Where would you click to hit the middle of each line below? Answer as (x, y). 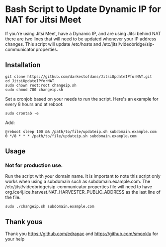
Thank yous (24, 222)
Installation (23, 65)
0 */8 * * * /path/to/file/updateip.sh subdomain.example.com (71, 136)
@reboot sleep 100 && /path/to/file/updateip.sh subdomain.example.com (81, 131)
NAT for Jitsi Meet (43, 20)
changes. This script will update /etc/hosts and (53, 44)
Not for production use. (34, 165)
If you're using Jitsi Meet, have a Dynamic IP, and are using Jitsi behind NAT (83, 33)
